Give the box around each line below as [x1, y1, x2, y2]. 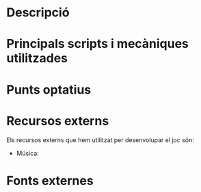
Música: [16, 149, 39, 157]
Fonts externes [6, 173, 94, 189]
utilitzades [6, 51, 68, 66]
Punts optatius [6, 82, 92, 97]
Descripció [6, 5, 70, 20]
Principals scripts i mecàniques [6, 36, 189, 52]
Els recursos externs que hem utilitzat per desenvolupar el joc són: [6, 135, 194, 144]
